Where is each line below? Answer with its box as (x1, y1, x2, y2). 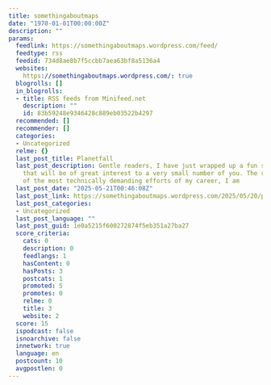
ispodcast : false (15, 327, 74, 335)
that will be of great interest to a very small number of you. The (23, 169, 258, 178)
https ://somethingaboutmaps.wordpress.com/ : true (23, 72, 194, 80)
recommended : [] (15, 117, 70, 125)
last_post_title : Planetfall (15, 154, 114, 162)
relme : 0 (23, 297, 52, 305)
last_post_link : (15, 191, 70, 200)
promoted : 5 (23, 282, 63, 291)
